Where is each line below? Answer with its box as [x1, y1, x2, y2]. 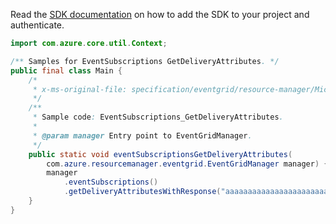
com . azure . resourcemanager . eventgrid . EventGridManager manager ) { [46, 159, 329, 169]
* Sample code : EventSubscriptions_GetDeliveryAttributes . [32, 112, 284, 123]
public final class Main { [10, 65, 123, 76]
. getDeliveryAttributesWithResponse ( [63, 187, 222, 197]
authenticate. [10, 19, 65, 31]
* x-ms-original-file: [32, 84, 128, 94]
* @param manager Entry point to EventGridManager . [32, 130, 253, 141]
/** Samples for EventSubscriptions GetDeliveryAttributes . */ [10, 56, 280, 66]
